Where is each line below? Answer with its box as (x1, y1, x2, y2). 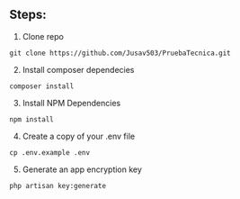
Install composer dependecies (22, 64, 135, 75)
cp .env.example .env (9, 148, 91, 157)
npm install (9, 114, 54, 124)
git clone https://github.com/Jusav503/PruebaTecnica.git (9, 49, 231, 58)
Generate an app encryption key (22, 164, 142, 175)
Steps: (9, 7, 47, 23)
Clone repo (22, 31, 65, 41)
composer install (9, 81, 75, 91)
